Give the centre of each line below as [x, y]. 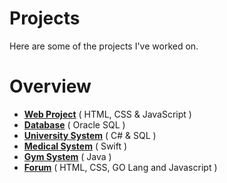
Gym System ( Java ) [67, 156]
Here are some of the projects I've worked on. [104, 46]
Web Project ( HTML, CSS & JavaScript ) [107, 114]
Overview [50, 86]
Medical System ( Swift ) [75, 146]
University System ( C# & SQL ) [90, 135]
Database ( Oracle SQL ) [74, 124]
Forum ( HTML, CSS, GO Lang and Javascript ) [120, 167]
